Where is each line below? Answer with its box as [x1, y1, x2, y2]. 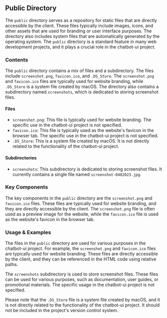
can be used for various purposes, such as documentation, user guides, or [5, 276, 159, 282]
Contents [5, 56, 28, 63]
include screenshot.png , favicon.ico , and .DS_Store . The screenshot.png [5, 73, 155, 79]
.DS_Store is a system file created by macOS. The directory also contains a [5, 83, 159, 89]
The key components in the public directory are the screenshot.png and [5, 195, 153, 201]
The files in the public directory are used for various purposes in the [5, 240, 146, 246]
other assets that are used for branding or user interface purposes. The [5, 27, 152, 34]
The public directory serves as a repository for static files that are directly [5, 17, 157, 23]
